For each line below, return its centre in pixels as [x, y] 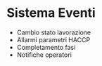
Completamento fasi [46, 47]
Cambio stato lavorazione [54, 32]
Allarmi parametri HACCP [53, 39]
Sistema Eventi [51, 13]
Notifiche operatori [44, 55]
